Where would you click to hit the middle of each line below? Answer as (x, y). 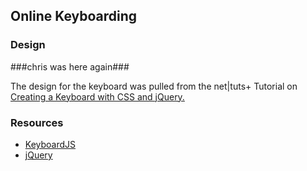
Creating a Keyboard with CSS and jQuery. (97, 96)
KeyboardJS (50, 144)
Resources (37, 122)
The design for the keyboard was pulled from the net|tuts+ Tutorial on (154, 86)
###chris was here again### (70, 66)
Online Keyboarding (74, 16)
